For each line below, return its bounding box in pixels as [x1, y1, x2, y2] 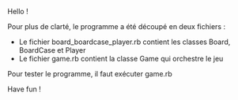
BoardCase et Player [18, 46, 86, 54]
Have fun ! [7, 84, 41, 94]
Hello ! [7, 7, 28, 16]
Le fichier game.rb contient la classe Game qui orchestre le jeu [18, 54, 224, 63]
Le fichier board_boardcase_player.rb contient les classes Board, [18, 37, 231, 46]
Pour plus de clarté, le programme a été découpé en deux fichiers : [7, 22, 226, 31]
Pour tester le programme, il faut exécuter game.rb [7, 69, 173, 78]
